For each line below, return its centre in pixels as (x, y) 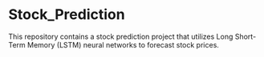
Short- (246, 36)
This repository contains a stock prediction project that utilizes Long (121, 36)
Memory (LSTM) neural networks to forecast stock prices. (123, 44)
